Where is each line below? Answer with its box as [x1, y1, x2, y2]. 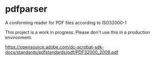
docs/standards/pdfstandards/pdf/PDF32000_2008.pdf [5, 49, 119, 55]
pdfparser [5, 3, 48, 15]
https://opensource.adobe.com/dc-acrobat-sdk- [5, 44, 104, 50]
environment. [5, 34, 32, 40]
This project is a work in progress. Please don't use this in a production [5, 29, 150, 35]
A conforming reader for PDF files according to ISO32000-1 [5, 20, 127, 26]
